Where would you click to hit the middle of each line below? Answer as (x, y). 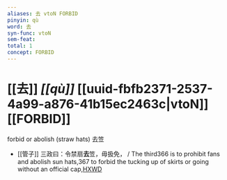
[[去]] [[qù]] (41, 89)
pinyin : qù (23, 20)
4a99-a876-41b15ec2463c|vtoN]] (108, 104)
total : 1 (20, 46)
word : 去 (19, 26)
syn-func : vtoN (29, 33)
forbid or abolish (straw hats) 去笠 (56, 139)
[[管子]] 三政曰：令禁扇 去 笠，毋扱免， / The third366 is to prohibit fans (119, 154)
